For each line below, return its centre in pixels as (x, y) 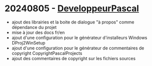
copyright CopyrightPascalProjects (47, 53)
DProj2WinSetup (28, 43)
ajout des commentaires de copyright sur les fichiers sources (74, 58)
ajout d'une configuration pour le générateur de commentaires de (78, 48)
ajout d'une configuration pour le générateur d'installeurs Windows (79, 38)
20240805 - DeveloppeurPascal (72, 9)
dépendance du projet (34, 27)
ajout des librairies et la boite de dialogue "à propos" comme (73, 22)
